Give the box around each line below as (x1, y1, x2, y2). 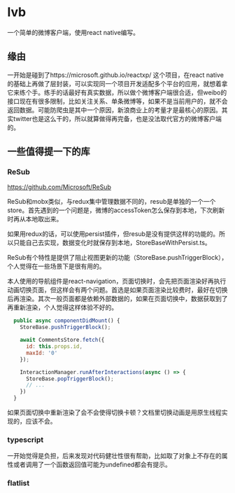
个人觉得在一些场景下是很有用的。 (7, 262, 106, 270)
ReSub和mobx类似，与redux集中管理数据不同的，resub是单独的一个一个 (7, 197, 216, 206)
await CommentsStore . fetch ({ (20, 337, 105, 344)
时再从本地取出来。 (7, 215, 63, 223)
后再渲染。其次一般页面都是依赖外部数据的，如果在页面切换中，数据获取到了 (7, 295, 228, 303)
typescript (7, 435, 44, 445)
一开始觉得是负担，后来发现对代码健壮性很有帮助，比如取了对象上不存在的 (7, 452, 222, 460)
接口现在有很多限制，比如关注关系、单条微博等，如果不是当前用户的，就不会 (7, 97, 228, 105)
